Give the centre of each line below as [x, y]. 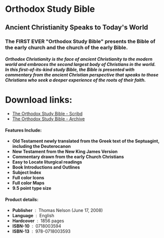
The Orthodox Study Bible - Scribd [47, 114]
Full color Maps [28, 183]
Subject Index [27, 172]
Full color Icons [28, 178]
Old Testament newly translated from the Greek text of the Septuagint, [86, 141]
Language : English [33, 216]
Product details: [22, 199]
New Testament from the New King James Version [65, 152]
